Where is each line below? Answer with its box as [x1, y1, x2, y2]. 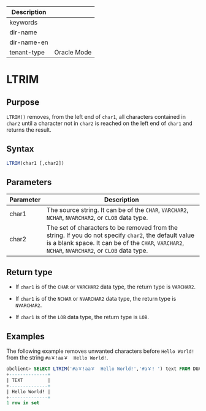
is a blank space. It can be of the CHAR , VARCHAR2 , [46, 238, 185, 247]
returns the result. [6, 126, 52, 134]
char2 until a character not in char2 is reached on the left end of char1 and [6, 119, 193, 127]
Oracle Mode [54, 48, 92, 56]
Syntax [6, 144, 34, 154]
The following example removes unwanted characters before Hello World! [6, 347, 195, 355]
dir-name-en [9, 38, 49, 47]
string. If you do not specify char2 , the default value [46, 231, 195, 239]
